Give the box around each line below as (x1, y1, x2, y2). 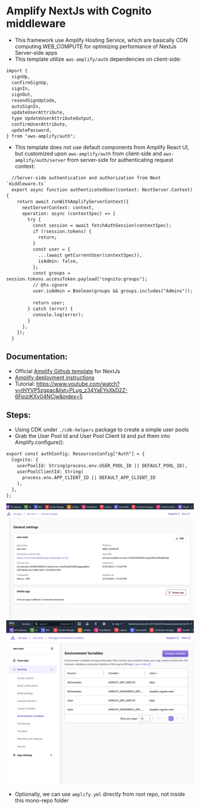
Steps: (6, 410, 31, 420)
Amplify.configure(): (14, 439, 64, 446)
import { (6, 67, 28, 74)
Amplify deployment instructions (14, 374, 95, 381)
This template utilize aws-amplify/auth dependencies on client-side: (14, 55, 182, 62)
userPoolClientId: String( (17, 468, 84, 474)
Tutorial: (14, 380, 36, 387)
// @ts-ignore (32, 282, 68, 288)
